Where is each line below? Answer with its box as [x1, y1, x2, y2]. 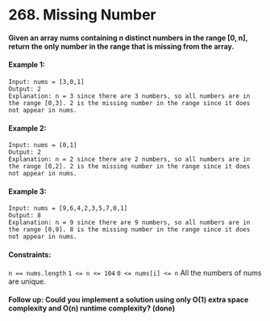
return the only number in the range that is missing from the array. [8, 41, 235, 51]
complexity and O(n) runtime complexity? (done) [8, 303, 176, 313]
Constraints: [8, 249, 52, 260]
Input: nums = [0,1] [8, 141, 78, 150]
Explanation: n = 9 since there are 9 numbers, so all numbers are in [8, 218, 251, 227]
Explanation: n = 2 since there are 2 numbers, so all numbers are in [8, 155, 251, 163]
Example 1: [8, 60, 46, 70]
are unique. [8, 277, 46, 286]
